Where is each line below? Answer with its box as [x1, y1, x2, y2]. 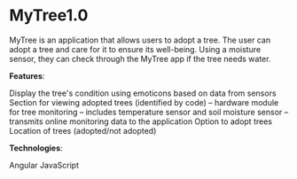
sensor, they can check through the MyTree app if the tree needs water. [9, 53, 271, 64]
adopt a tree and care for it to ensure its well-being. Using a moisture [9, 43, 262, 54]
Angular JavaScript [9, 160, 80, 170]
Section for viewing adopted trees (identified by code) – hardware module [9, 97, 279, 107]
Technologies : [9, 143, 64, 153]
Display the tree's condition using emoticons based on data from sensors [9, 88, 277, 98]
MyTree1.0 [9, 5, 89, 26]
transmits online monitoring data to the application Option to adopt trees [9, 116, 273, 127]
